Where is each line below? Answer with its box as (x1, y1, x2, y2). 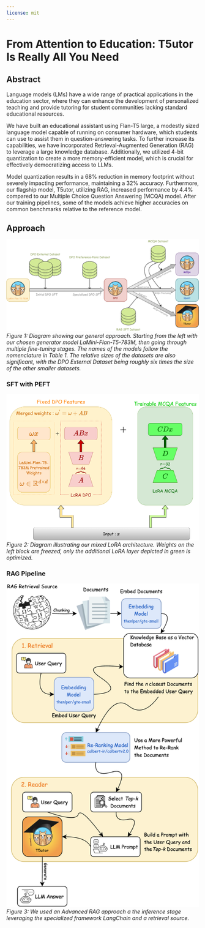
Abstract (6, 74, 41, 85)
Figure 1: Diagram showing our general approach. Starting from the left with (6, 332, 198, 340)
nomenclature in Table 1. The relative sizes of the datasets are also (6, 352, 176, 359)
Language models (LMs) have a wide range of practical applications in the (6, 91, 193, 98)
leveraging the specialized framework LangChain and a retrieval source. (6, 914, 190, 921)
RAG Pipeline (6, 569, 46, 578)
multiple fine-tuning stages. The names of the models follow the (6, 345, 168, 353)
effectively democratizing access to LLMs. (6, 161, 113, 168)
